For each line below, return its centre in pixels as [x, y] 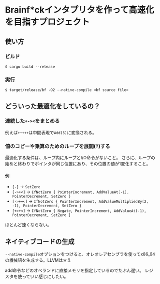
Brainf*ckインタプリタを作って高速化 [80, 10]
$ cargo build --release [30, 67]
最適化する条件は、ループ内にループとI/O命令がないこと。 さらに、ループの [80, 158]
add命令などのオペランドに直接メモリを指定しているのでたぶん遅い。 [74, 270]
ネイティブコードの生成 [40, 242]
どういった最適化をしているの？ [53, 106]
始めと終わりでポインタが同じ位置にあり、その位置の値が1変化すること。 [78, 164]
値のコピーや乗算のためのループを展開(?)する [58, 146]
